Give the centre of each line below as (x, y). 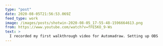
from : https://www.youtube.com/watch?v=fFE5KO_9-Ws (59, 27)
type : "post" (18, 9)
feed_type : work (21, 18)
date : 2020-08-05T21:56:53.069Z (38, 14)
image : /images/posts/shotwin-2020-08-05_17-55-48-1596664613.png (74, 23)
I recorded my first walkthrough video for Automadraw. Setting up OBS (84, 36)
